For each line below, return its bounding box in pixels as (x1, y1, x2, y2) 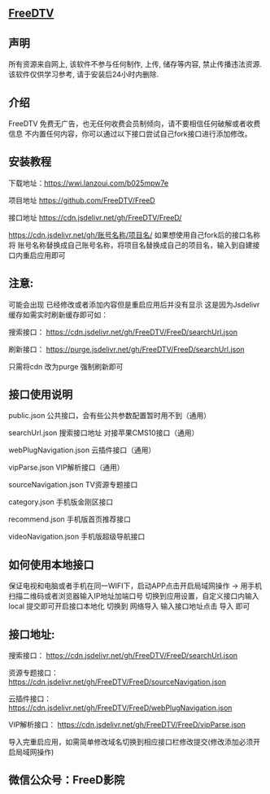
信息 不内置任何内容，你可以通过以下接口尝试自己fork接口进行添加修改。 (8, 129, 252, 139)
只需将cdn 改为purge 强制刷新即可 (8, 361, 124, 371)
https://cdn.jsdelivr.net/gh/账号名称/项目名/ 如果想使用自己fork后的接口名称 (8, 229, 261, 239)
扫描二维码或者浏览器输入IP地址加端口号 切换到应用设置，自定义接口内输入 (8, 591, 259, 601)
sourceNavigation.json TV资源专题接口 (8, 480, 138, 490)
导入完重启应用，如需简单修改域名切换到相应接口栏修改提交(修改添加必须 (8, 737, 254, 747)
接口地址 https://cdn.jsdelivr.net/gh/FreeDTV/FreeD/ (8, 212, 182, 222)
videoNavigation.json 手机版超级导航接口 (8, 532, 146, 542)
